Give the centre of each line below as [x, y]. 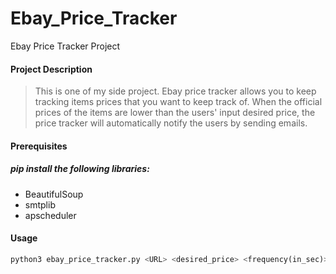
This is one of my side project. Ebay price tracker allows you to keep [175, 91]
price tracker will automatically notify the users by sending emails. [171, 123]
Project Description [51, 69]
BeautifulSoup [54, 194]
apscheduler [50, 215]
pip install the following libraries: [80, 169]
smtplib [40, 204]
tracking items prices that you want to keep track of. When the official [178, 102]
